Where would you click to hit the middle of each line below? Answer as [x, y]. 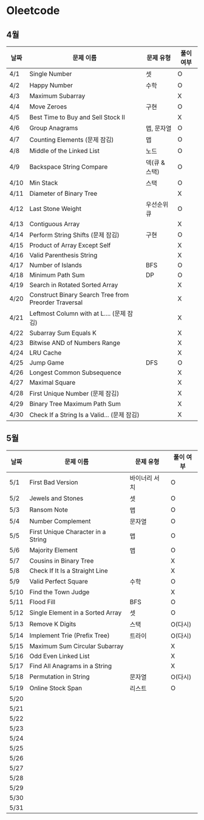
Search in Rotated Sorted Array [74, 285]
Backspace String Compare [69, 167]
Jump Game [47, 362]
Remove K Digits [53, 624]
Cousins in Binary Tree [62, 560]
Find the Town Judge [59, 592]
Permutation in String [59, 676]
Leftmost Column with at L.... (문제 [78, 313]
